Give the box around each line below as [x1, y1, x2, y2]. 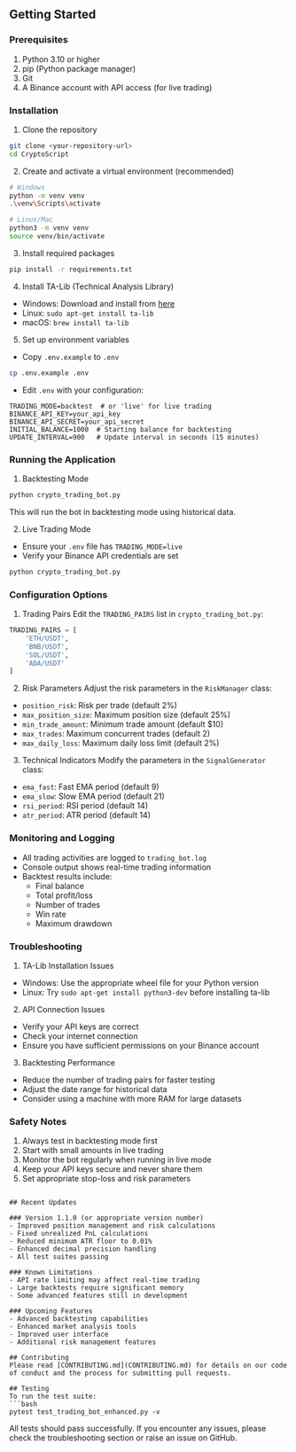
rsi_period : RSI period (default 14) [21, 800, 149, 811]
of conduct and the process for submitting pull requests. [9, 1369, 232, 1378]
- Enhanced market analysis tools [9, 1323, 137, 1331]
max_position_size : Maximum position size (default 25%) [21, 709, 231, 721]
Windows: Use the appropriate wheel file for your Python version [21, 977, 260, 988]
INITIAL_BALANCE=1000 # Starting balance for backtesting [9, 425, 232, 433]
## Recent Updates [9, 1198, 77, 1207]
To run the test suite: [9, 1392, 97, 1401]
